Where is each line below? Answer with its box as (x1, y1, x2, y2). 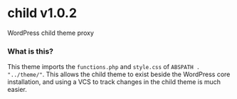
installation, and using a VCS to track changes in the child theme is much (7, 78, 221, 86)
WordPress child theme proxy (7, 28, 95, 37)
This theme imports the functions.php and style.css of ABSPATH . (7, 63, 201, 71)
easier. (7, 85, 27, 94)
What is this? (7, 46, 53, 56)
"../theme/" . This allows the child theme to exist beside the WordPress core (7, 70, 231, 79)
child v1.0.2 (7, 5, 77, 21)
